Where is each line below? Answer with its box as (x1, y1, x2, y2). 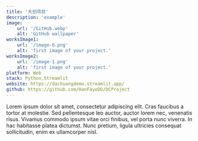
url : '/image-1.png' (17, 59, 68, 65)
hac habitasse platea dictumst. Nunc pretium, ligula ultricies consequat (6, 122, 182, 129)
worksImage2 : (6, 53, 39, 59)
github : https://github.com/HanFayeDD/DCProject (6, 87, 130, 93)
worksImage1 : (6, 36, 39, 42)
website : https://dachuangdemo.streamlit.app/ (6, 81, 125, 87)
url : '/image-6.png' (17, 42, 68, 48)
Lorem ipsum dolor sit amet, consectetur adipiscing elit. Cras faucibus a (6, 103, 184, 110)
